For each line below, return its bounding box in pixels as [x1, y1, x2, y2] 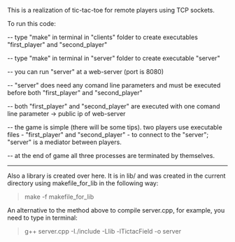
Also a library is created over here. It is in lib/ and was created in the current [7, 171, 226, 180]
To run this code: [7, 20, 56, 27]
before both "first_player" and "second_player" [7, 89, 143, 97]
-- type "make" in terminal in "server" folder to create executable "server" [7, 54, 220, 62]
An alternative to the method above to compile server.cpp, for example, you [7, 206, 225, 214]
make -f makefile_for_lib [24, 192, 94, 201]
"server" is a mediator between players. [7, 138, 122, 146]
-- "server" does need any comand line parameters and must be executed [7, 81, 221, 90]
